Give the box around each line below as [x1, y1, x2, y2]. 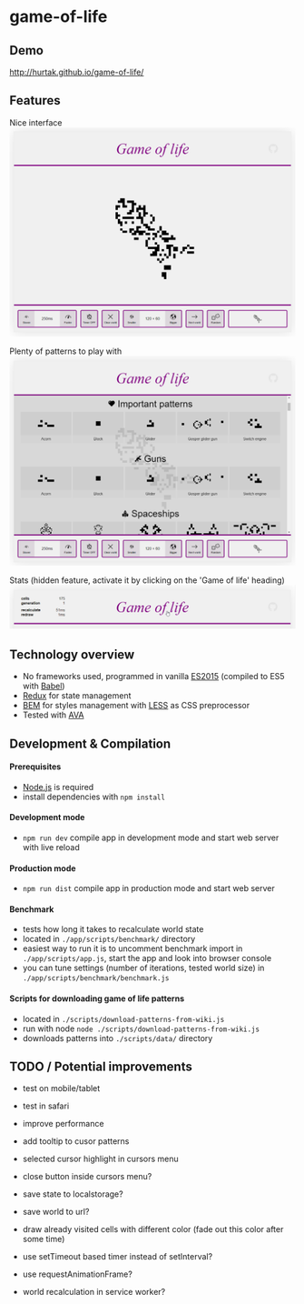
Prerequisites [9, 761, 62, 772]
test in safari [22, 1100, 70, 1111]
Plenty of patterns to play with [9, 346, 123, 356]
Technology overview [9, 647, 135, 662]
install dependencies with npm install [22, 791, 166, 802]
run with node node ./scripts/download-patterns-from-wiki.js [22, 1023, 260, 1034]
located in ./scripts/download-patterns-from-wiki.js [22, 1013, 225, 1024]
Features [9, 93, 61, 108]
